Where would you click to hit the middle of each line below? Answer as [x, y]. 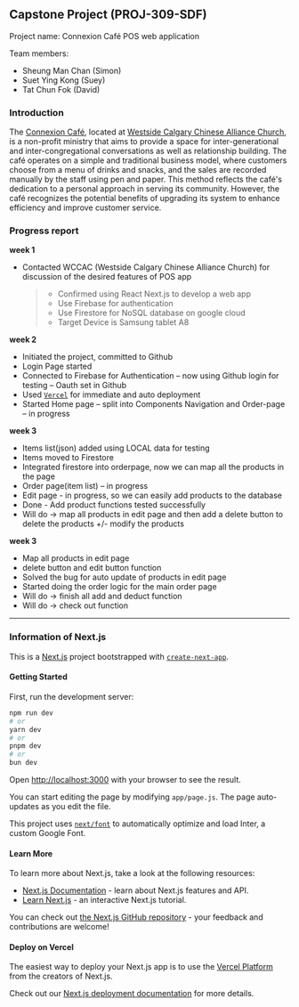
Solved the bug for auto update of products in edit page [124, 577]
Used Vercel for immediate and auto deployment [111, 394]
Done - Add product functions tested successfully [114, 505]
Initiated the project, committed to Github [97, 357]
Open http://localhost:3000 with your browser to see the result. [125, 780]
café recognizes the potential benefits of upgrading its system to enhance [145, 199]
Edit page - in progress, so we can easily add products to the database [152, 495]
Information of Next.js [58, 637]
